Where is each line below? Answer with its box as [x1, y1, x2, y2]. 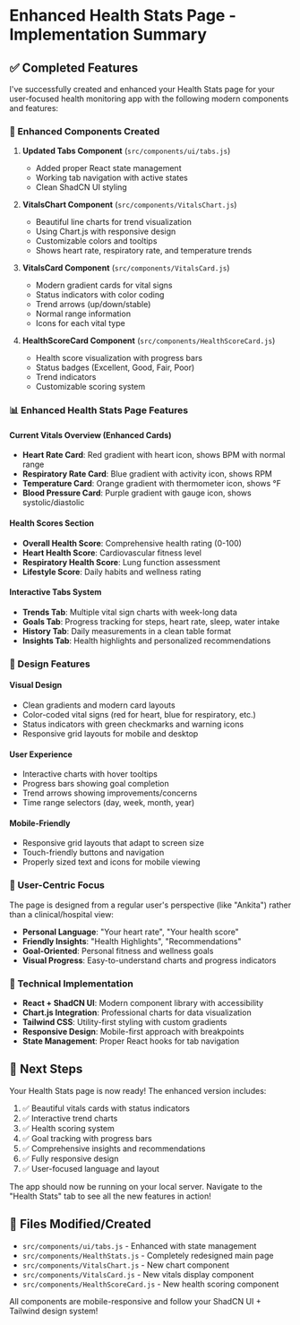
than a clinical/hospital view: [9, 908, 115, 919]
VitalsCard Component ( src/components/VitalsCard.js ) [21, 262, 230, 273]
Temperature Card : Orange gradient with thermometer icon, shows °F [21, 478, 282, 489]
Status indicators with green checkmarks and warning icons [21, 718, 244, 729]
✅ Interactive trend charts [21, 1113, 118, 1123]
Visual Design [9, 680, 63, 691]
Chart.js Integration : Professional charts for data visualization [21, 1007, 253, 1018]
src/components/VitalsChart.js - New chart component [21, 1260, 230, 1270]
